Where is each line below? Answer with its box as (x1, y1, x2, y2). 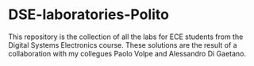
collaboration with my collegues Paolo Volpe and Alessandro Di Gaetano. (8, 49, 247, 58)
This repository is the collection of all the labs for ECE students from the (8, 32, 244, 41)
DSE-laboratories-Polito (8, 6, 169, 24)
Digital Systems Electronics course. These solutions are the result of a (8, 40, 237, 49)
